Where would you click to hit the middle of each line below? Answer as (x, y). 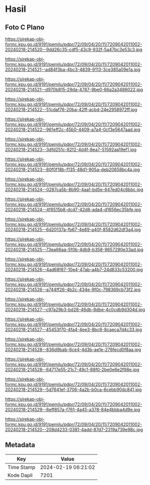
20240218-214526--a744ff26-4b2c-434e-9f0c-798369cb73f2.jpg (73, 290)
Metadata (20, 445)
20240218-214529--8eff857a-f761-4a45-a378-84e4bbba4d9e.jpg (73, 409)
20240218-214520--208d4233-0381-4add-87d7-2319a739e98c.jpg (74, 430)
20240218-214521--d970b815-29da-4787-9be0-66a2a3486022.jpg (74, 89)
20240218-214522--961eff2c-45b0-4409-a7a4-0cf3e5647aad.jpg (73, 129)
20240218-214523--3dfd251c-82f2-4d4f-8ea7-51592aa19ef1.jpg (71, 149)
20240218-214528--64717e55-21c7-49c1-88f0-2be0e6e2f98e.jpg (72, 370)
